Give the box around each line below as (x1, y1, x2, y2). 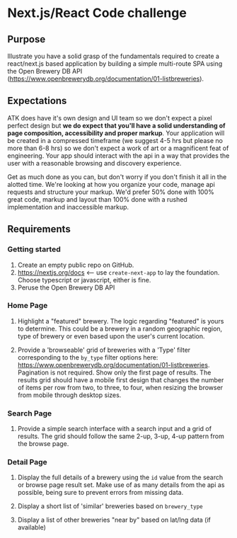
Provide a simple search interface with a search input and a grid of (17, 425, 212, 433)
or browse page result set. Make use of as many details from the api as (17, 481, 225, 489)
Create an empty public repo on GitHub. (17, 261, 134, 269)
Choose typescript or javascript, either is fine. (17, 275, 151, 284)
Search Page (7, 408, 52, 418)
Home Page (7, 301, 48, 311)
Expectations (7, 95, 67, 107)
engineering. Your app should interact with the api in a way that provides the (7, 151, 230, 160)
